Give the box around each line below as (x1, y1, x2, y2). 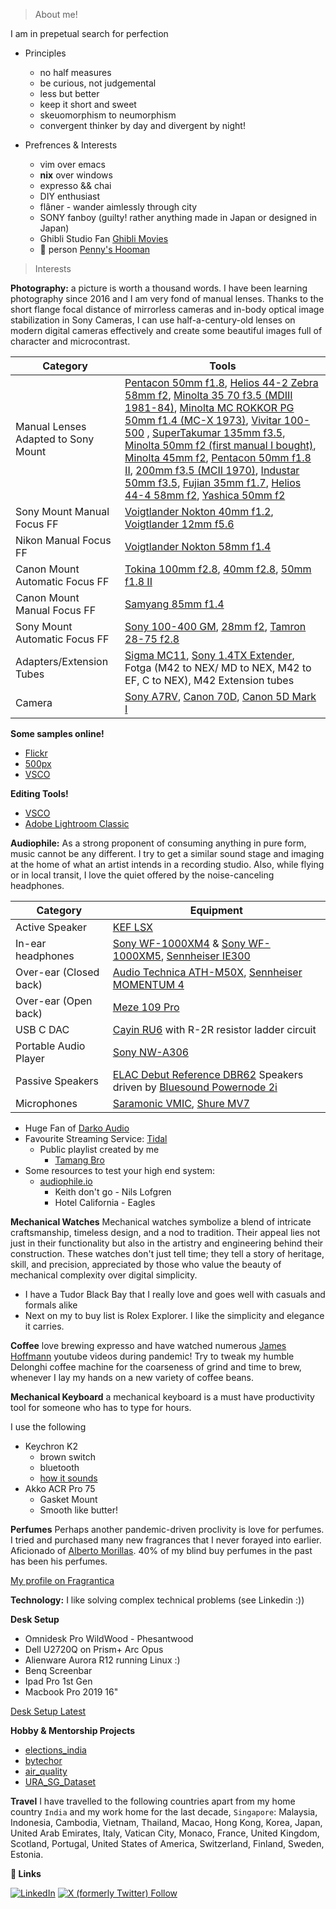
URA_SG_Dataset (24, 1776, 97, 1788)
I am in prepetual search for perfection (10, 28, 169, 39)
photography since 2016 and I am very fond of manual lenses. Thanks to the (10, 293, 324, 304)
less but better (39, 88, 100, 99)
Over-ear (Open (15, 994, 93, 1008)
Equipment (189, 904, 243, 917)
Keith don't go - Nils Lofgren (54, 1186, 172, 1198)
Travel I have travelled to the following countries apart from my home (10, 1795, 296, 1807)
